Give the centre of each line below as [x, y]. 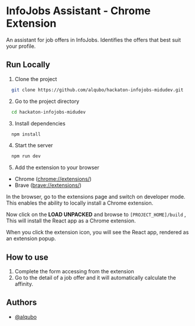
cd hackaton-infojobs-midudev [48, 112]
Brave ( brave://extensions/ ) [48, 185]
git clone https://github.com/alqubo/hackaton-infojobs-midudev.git [97, 90]
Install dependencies [40, 123]
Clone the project [36, 79]
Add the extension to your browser [57, 167]
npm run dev [26, 156]
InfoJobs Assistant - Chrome [78, 11]
